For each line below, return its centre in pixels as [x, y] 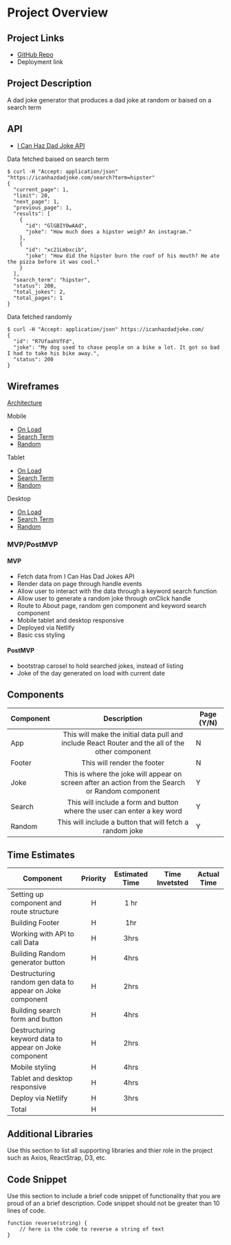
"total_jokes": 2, [40, 292]
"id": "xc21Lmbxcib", [56, 250]
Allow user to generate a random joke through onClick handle [104, 598]
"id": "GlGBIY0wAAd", [56, 226]
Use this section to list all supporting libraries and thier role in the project [110, 1151]
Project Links [36, 38]
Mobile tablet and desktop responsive [70, 620]
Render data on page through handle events [79, 583]
